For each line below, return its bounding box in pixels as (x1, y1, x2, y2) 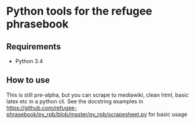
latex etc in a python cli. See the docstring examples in (6, 97, 144, 105)
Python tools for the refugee (6, 4, 152, 18)
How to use (6, 75, 50, 86)
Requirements (6, 41, 61, 52)
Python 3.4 (15, 58, 43, 64)
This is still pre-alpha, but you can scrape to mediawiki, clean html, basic (6, 91, 189, 98)
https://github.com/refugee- (6, 104, 77, 111)
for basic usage (148, 111, 188, 118)
